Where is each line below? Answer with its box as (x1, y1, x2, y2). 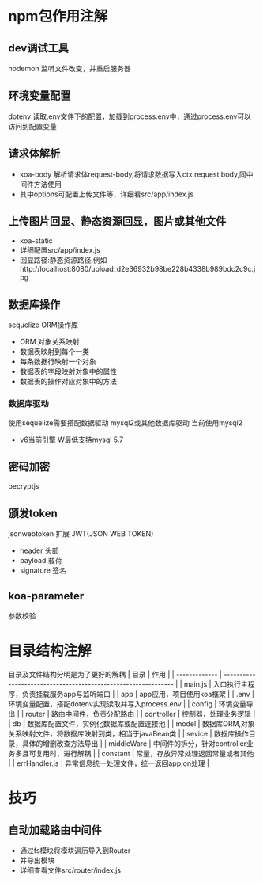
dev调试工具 (8, 41, 69, 55)
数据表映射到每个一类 (19, 347, 89, 356)
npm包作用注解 (8, 7, 108, 25)
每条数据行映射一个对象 (19, 357, 96, 367)
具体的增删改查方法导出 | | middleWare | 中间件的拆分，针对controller (21, 738, 247, 748)
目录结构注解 (8, 642, 92, 660)
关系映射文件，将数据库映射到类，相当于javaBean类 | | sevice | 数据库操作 (8, 729, 249, 738)
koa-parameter (8, 589, 85, 603)
